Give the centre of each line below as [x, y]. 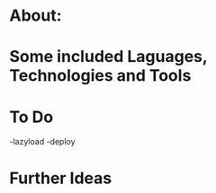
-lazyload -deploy [42, 142]
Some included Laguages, [108, 57]
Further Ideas [61, 178]
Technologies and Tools [100, 76]
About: [36, 16]
